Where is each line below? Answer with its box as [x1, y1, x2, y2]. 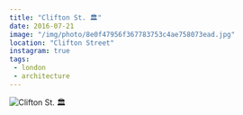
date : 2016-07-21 [9, 22, 75, 31]
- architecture [13, 72, 70, 81]
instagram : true [9, 47, 70, 56]
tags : [9, 55, 30, 64]
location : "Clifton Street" [9, 38, 115, 48]
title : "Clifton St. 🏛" [9, 13, 102, 22]
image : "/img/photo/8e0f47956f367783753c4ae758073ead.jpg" [9, 30, 236, 39]
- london [13, 64, 47, 73]
